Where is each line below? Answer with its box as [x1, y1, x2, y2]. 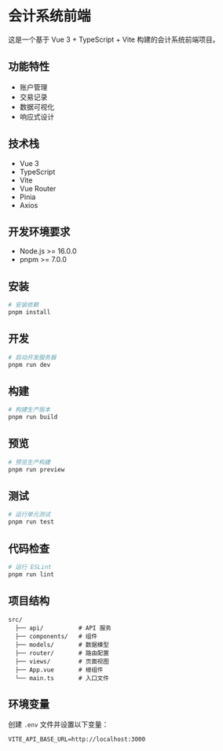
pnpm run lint [8, 570, 55, 579]
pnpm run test [8, 518, 55, 526]
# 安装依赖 [8, 301, 39, 309]
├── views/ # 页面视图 [15, 657, 110, 665]
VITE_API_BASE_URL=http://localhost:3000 [8, 735, 146, 744]
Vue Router [19, 183, 57, 193]
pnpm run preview [8, 465, 65, 473]
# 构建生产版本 [8, 406, 51, 414]
